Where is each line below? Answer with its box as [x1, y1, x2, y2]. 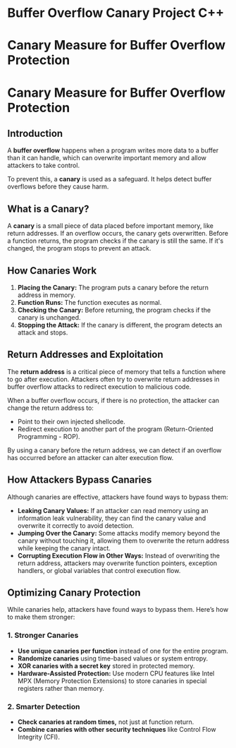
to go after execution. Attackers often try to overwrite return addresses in [7, 375, 220, 383]
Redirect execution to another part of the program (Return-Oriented [17, 425, 213, 433]
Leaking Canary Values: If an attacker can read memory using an [17, 506, 209, 514]
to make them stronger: [7, 613, 75, 622]
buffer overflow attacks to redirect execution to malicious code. [7, 382, 192, 391]
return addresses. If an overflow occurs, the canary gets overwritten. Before [7, 229, 229, 238]
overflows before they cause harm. [7, 182, 109, 191]
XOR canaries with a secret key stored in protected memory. [17, 661, 195, 670]
